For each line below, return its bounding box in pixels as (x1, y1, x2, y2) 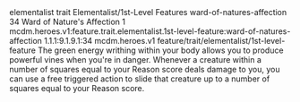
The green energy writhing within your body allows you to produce (37, 45, 284, 55)
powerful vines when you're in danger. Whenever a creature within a (9, 55, 262, 64)
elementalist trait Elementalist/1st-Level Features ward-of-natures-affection (9, 7, 287, 17)
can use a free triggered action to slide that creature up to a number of (9, 73, 270, 84)
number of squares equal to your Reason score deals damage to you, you (9, 64, 280, 74)
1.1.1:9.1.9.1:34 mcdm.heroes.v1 (44, 36, 156, 46)
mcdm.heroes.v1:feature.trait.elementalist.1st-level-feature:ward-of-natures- (9, 26, 291, 37)
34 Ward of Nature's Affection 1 (9, 16, 125, 27)
